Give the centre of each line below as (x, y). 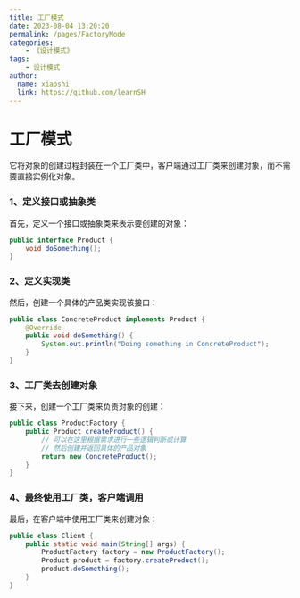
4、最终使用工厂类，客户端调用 (77, 498)
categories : (31, 42)
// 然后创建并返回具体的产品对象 (94, 448)
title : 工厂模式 (37, 17)
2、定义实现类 (40, 281)
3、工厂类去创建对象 (54, 385)
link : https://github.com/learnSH (81, 92)
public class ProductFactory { (67, 424)
